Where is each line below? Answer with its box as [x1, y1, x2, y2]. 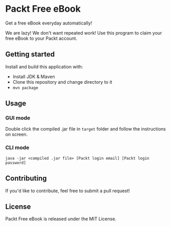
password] [5, 160, 27, 165]
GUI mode [5, 114, 31, 121]
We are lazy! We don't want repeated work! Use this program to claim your [5, 30, 162, 36]
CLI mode [5, 144, 30, 151]
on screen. [5, 131, 28, 138]
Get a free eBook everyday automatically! [5, 20, 92, 26]
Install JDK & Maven [12, 73, 55, 80]
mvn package [12, 85, 38, 90]
